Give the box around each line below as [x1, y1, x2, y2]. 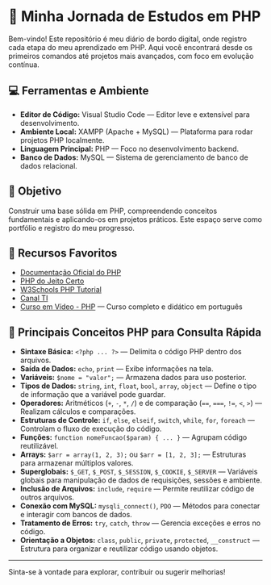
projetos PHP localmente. [19, 135, 105, 144]
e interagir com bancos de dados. [19, 510, 133, 520]
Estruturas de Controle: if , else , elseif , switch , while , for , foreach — [19, 416, 256, 425]
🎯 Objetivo [8, 185, 62, 198]
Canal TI [19, 294, 48, 303]
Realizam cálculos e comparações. [19, 407, 136, 416]
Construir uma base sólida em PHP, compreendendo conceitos [8, 206, 218, 215]
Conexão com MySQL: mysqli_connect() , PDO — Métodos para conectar [19, 501, 261, 511]
